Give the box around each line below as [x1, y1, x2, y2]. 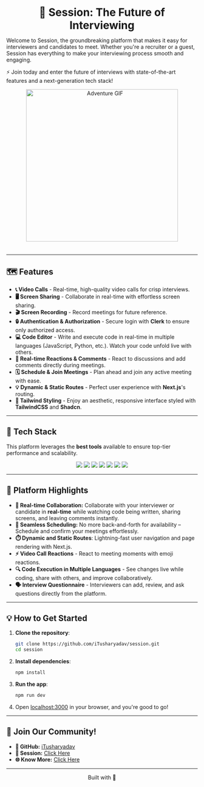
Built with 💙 [87, 774, 117, 781]
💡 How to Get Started [6, 613, 87, 624]
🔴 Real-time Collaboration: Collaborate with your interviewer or [15, 501, 175, 509]
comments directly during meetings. [15, 362, 106, 369]
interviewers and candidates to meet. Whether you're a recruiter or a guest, [6, 43, 195, 51]
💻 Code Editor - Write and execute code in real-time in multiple [15, 333, 175, 341]
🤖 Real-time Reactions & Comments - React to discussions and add [15, 355, 186, 362]
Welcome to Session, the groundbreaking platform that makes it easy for [6, 37, 188, 44]
